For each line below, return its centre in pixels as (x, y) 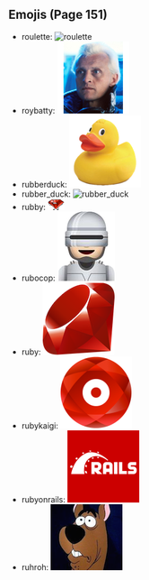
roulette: (37, 36)
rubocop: (38, 278)
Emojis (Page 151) (58, 15)
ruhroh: (35, 566)
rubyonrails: (44, 499)
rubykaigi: (40, 425)
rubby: (34, 207)
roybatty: (38, 110)
